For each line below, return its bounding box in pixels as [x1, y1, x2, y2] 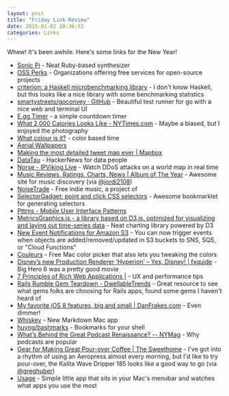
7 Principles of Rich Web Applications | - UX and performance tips [16, 272, 204, 281]
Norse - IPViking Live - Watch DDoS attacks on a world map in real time [16, 163, 219, 171]
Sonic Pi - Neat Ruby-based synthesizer [16, 61, 130, 69]
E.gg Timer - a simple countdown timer [16, 112, 128, 121]
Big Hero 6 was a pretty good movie [16, 265, 119, 273]
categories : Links [7, 29, 59, 36]
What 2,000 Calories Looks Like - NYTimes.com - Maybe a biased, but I [16, 119, 220, 127]
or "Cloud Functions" [16, 243, 77, 251]
